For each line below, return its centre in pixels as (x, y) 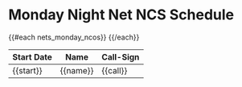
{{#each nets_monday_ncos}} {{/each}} (74, 37)
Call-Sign (121, 56)
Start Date (32, 56)
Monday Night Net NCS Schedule (121, 15)
